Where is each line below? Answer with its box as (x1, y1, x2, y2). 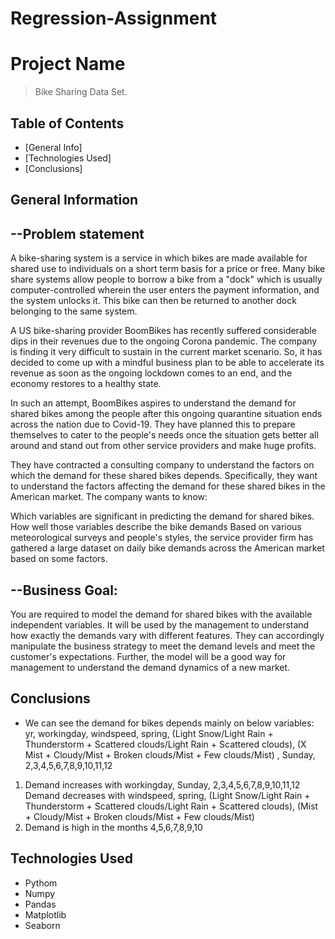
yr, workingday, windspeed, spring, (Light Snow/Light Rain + (24, 727, 274, 739)
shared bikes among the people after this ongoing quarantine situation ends (10, 408, 323, 420)
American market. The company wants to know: (10, 491, 208, 503)
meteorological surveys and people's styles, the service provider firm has (10, 532, 314, 544)
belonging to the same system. (10, 305, 138, 317)
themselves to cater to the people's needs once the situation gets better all (10, 429, 319, 441)
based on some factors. (10, 553, 108, 565)
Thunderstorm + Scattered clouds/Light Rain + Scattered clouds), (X (24, 738, 307, 750)
